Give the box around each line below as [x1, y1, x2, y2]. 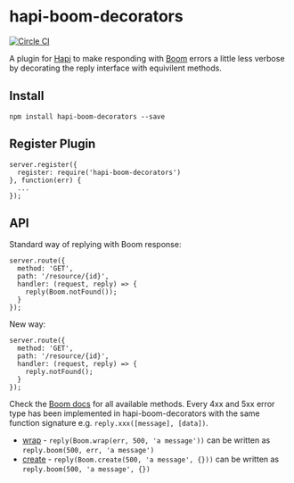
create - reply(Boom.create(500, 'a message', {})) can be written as [21, 454, 280, 465]
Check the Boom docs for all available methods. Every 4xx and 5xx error [9, 399, 275, 410]
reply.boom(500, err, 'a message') [21, 446, 155, 455]
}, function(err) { [9, 176, 82, 185]
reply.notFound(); [25, 368, 94, 377]
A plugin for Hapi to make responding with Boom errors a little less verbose [9, 53, 285, 63]
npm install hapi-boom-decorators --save [9, 112, 166, 121]
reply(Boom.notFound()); [25, 287, 118, 296]
